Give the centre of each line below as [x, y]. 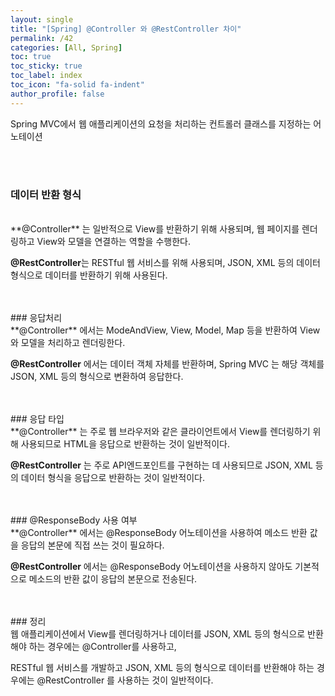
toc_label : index [46, 76]
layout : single [42, 19]
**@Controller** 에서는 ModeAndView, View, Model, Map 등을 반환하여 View [165, 330]
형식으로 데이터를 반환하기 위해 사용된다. [89, 275]
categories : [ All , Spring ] [66, 47]
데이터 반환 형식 [46, 194]
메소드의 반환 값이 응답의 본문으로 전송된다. [113, 578]
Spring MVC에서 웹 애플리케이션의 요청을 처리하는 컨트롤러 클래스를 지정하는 [161, 123]
